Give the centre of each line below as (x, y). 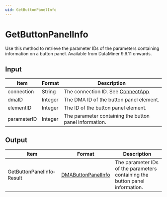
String (49, 92)
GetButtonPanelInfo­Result (32, 175)
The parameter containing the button (107, 116)
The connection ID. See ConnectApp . (107, 92)
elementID (20, 108)
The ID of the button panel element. (105, 108)
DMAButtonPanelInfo (86, 175)
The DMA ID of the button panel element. (112, 100)
